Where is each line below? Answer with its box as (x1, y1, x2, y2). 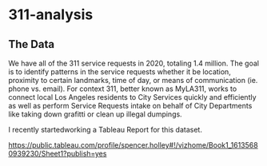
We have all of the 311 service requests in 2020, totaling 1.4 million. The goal (8, 58, 260, 68)
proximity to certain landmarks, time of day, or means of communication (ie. (8, 76, 258, 85)
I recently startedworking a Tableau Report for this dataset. (8, 125, 202, 134)
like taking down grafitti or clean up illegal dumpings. (8, 109, 182, 119)
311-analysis (8, 6, 94, 24)
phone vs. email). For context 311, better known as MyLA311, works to (8, 84, 237, 93)
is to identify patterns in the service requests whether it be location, (8, 67, 232, 77)
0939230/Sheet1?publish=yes (8, 149, 107, 158)
